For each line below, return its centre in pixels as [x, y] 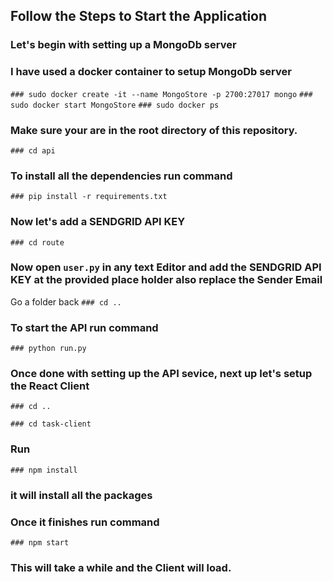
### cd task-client [51, 424]
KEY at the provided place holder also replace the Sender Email [166, 280]
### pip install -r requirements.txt [89, 197]
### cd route [37, 242]
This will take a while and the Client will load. [121, 567]
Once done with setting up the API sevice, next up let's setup [161, 374]
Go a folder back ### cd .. [66, 301]
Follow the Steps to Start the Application [139, 16]
